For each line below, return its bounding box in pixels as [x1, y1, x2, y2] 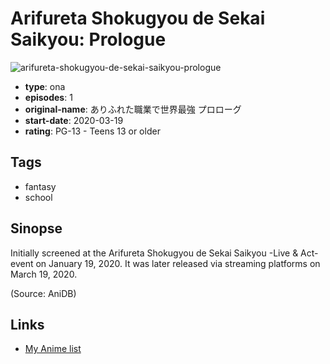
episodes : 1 [24, 91, 73, 103]
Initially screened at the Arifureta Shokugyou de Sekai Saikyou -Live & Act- [10, 247, 319, 259]
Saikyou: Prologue [10, 28, 167, 51]
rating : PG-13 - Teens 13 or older [24, 125, 161, 137]
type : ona [24, 80, 66, 92]
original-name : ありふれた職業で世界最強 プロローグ [24, 103, 242, 115]
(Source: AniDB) [10, 287, 77, 299]
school [24, 191, 53, 203]
